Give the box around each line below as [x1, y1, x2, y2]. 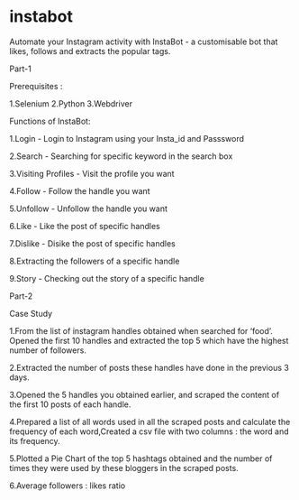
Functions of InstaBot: [9, 116, 91, 126]
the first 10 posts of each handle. [9, 399, 131, 410]
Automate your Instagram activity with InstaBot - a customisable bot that [9, 36, 278, 47]
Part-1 [9, 63, 32, 74]
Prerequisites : [9, 80, 63, 91]
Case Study [9, 308, 52, 319]
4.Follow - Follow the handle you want [9, 185, 150, 196]
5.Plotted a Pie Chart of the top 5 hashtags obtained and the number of [9, 453, 273, 464]
